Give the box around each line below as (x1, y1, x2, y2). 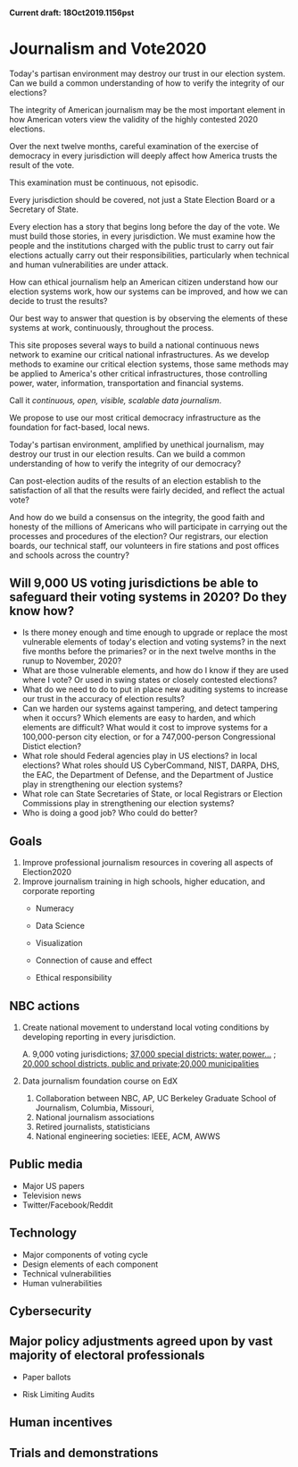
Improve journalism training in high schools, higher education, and (21, 876, 266, 887)
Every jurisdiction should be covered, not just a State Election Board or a (9, 194, 276, 205)
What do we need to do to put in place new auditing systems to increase (21, 684, 288, 695)
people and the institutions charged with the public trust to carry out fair (9, 240, 275, 250)
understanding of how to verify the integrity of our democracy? (9, 458, 242, 468)
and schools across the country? (9, 550, 129, 561)
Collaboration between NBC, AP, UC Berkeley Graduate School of (35, 1092, 277, 1103)
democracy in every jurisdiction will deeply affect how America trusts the (9, 150, 278, 161)
